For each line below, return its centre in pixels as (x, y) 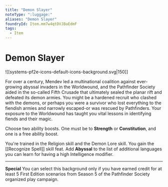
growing (14, 87)
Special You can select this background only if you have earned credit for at (84, 168)
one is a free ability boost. (32, 134)
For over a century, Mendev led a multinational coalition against (70, 81)
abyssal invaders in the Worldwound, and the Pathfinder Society (89, 87)
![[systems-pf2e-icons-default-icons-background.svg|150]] (67, 72)
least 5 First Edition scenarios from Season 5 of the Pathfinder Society (77, 174)
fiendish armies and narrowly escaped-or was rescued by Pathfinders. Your (83, 108)
